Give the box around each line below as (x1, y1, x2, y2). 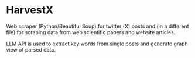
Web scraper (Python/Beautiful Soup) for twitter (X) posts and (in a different (6, 23, 189, 30)
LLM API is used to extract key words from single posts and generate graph (6, 40, 189, 47)
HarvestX (6, 3, 54, 17)
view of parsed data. (6, 46, 56, 53)
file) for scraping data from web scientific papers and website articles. (6, 28, 176, 35)
